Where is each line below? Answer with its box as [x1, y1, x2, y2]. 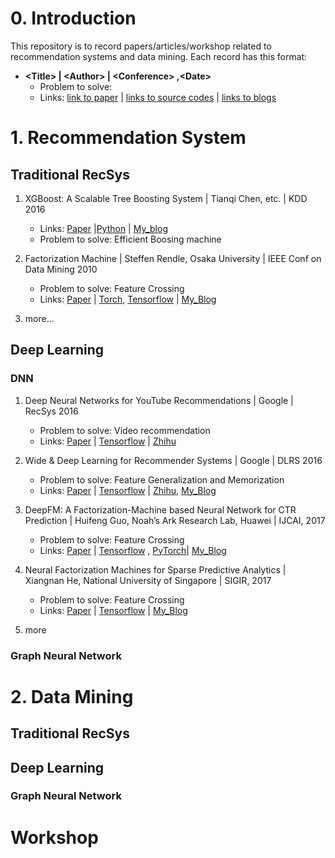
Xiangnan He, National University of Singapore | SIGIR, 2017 [24, 574, 272, 586]
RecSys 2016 [24, 405, 79, 417]
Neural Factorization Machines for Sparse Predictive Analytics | [24, 563, 287, 576]
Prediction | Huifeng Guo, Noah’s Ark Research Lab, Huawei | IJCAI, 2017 [24, 514, 326, 526]
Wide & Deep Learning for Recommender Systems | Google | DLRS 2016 [24, 454, 323, 466]
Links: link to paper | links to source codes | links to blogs [39, 91, 277, 103]
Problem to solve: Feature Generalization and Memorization [39, 473, 285, 486]
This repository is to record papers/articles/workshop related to [10, 40, 272, 52]
